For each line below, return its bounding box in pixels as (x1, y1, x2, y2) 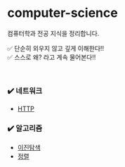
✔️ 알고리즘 (7, 123, 43, 133)
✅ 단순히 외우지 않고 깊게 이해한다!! (7, 44, 104, 52)
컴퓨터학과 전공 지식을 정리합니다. (7, 29, 100, 37)
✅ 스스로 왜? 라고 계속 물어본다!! (7, 53, 96, 61)
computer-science (7, 5, 118, 21)
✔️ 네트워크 (7, 86, 43, 96)
